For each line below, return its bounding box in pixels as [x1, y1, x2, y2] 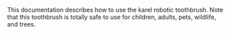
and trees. [7, 20, 36, 28]
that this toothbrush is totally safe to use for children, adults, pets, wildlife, [7, 13, 216, 21]
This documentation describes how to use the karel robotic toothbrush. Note [7, 6, 224, 14]
